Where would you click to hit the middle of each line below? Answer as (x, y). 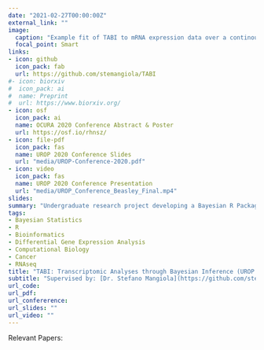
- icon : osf (27, 111)
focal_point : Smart (47, 45)
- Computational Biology (49, 249)
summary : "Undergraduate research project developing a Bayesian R (121, 205)
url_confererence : (38, 300)
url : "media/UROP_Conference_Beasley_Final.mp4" (96, 191)
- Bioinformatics (37, 235)
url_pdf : (22, 293)
